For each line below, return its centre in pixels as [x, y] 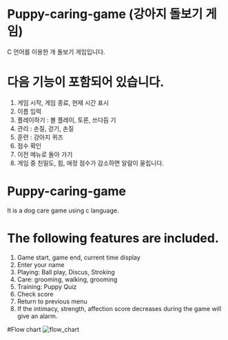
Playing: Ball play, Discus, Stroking [66, 272]
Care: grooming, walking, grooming [67, 279]
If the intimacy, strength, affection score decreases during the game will [119, 308]
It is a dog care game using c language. [63, 210]
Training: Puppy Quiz [47, 286]
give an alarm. [37, 316]
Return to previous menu [52, 301]
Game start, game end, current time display [79, 257]
